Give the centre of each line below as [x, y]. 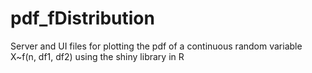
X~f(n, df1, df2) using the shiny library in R [97, 56]
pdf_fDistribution [82, 18]
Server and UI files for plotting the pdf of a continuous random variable [156, 46]
